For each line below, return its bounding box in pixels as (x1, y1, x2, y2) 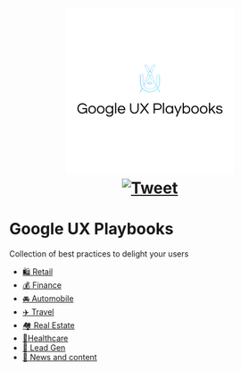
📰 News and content (21, 352, 97, 363)
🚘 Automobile (21, 293, 74, 304)
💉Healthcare (21, 333, 69, 344)
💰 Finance (21, 280, 62, 291)
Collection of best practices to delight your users (9, 249, 189, 259)
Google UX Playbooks (9, 219, 174, 240)
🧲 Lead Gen (21, 342, 66, 353)
